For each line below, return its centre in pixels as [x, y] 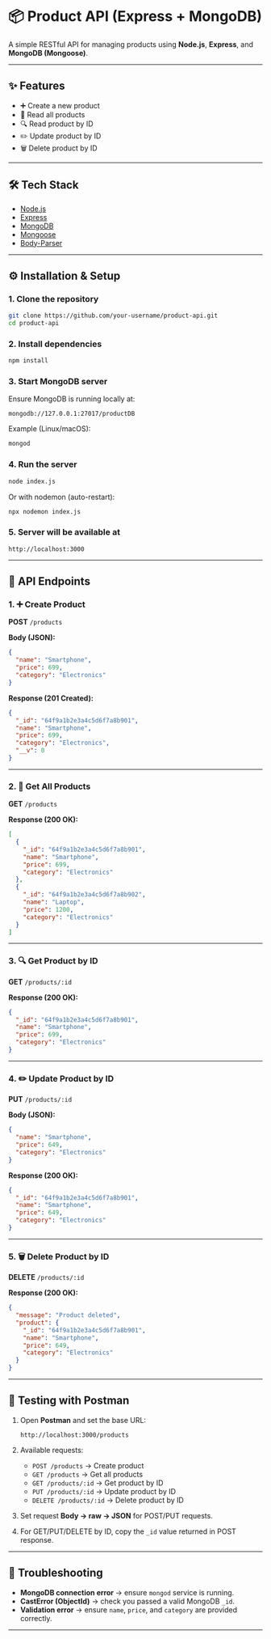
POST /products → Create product [88, 1465]
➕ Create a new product [60, 105]
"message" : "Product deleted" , [68, 1315]
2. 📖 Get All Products [50, 786]
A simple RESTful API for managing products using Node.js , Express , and [131, 44]
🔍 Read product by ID [57, 124]
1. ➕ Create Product [47, 604]
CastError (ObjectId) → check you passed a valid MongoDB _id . [127, 1601]
